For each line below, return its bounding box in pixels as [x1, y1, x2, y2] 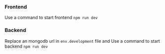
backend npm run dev [4, 43, 48, 49]
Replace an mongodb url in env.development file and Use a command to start [4, 38, 160, 44]
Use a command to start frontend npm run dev [4, 15, 98, 21]
